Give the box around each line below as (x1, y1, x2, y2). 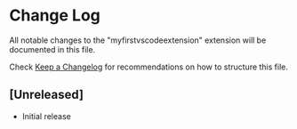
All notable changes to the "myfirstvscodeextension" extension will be (9, 35, 267, 45)
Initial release (21, 110, 71, 121)
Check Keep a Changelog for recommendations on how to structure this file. (9, 61, 289, 72)
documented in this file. (9, 44, 96, 54)
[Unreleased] (9, 87, 84, 102)
